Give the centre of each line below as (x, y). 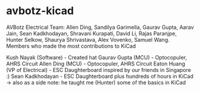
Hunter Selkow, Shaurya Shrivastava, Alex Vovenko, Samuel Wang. (88, 40)
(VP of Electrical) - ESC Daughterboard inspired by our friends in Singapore (99, 70)
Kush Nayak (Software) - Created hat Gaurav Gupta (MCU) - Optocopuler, (97, 57)
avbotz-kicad (40, 11)
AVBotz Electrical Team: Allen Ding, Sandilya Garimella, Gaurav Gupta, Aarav (100, 27)
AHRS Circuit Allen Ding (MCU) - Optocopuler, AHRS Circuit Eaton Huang (96, 64)
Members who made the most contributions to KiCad (71, 46)
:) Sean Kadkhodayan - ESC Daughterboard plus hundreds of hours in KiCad (100, 76)
